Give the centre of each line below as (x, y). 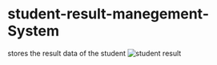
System (34, 31)
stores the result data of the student (66, 53)
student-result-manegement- (108, 14)
